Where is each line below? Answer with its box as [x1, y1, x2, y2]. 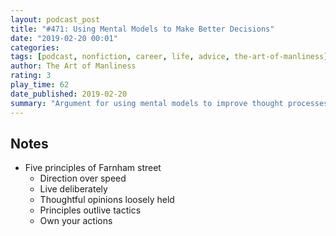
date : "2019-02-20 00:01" [10, 33, 118, 43]
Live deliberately [39, 183, 108, 195]
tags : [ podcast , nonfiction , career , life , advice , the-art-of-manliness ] [10, 52, 329, 62]
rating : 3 [10, 71, 52, 81]
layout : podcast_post [10, 14, 101, 25]
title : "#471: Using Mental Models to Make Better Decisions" [10, 24, 275, 34]
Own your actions [39, 215, 113, 227]
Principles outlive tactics [39, 204, 142, 216]
